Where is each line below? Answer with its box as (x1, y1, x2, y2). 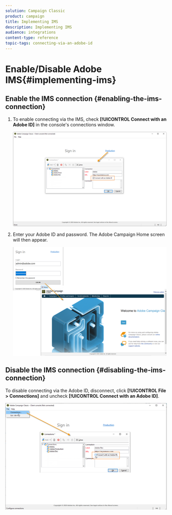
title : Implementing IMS (5, 19, 58, 24)
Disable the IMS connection (5, 366, 95, 375)
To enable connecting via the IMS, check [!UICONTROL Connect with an (12, 116, 167, 122)
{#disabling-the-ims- (96, 366, 166, 375)
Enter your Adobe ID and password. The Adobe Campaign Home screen (12, 231, 165, 238)
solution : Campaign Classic (5, 8, 66, 13)
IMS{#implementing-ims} (5, 74, 117, 86)
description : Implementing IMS (5, 25, 72, 30)
